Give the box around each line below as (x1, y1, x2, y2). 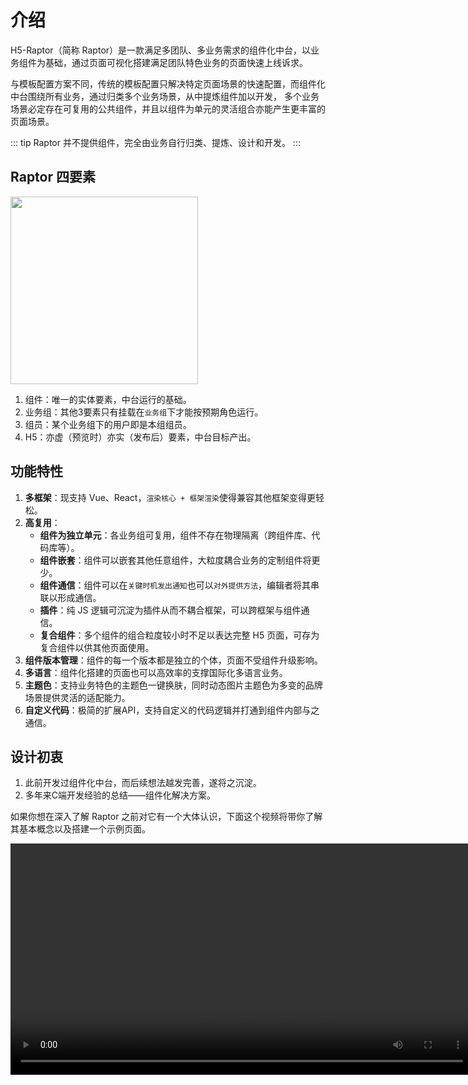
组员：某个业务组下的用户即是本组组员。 (24, 418, 192, 430)
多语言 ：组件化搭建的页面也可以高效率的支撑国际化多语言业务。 (24, 666, 288, 678)
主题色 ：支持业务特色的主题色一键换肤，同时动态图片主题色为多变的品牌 (24, 679, 323, 691)
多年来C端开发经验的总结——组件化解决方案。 (24, 789, 217, 801)
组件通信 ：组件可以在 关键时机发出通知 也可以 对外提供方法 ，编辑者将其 (39, 579, 312, 591)
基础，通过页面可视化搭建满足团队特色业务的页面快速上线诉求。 (44, 56, 308, 68)
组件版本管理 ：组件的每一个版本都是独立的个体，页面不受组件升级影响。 (24, 654, 323, 666)
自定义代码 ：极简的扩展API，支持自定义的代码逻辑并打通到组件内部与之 (24, 704, 320, 716)
